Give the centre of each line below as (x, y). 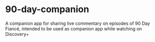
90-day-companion (47, 9)
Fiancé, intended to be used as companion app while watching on (74, 28)
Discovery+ (17, 34)
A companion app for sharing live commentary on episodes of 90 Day (78, 23)
